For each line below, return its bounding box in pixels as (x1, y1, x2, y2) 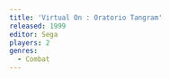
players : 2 (9, 38, 50, 48)
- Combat (17, 55, 50, 64)
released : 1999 (9, 22, 67, 30)
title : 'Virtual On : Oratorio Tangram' (9, 13, 164, 22)
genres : (9, 47, 39, 56)
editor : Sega (9, 30, 58, 39)
